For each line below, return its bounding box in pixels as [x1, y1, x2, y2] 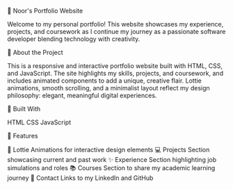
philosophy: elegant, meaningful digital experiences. [7, 91, 157, 99]
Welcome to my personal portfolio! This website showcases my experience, [7, 20, 224, 28]
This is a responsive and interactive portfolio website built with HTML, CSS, [7, 62, 223, 69]
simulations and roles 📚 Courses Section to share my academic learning [7, 164, 216, 172]
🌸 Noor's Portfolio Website [7, 7, 83, 15]
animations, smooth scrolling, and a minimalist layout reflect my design [7, 84, 210, 92]
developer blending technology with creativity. [7, 35, 140, 43]
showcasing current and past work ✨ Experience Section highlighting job [7, 156, 217, 163]
